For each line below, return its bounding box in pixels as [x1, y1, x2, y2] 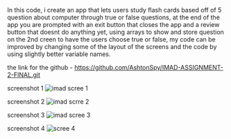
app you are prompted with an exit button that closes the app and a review [7, 21, 220, 28]
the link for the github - [7, 64, 74, 71]
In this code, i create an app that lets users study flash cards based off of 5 [7, 6, 222, 14]
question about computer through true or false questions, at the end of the [7, 13, 221, 21]
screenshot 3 [7, 111, 45, 119]
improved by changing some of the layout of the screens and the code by [7, 43, 217, 50]
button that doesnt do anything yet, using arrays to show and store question [7, 28, 224, 36]
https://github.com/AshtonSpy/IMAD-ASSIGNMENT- [74, 64, 223, 71]
